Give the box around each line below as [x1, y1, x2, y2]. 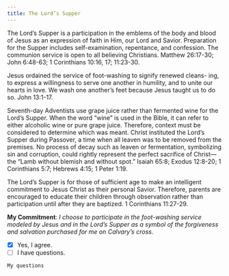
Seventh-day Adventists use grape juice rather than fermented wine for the [7, 106, 219, 114]
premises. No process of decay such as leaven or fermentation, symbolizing [7, 142, 222, 151]
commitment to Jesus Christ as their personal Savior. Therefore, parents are [7, 185, 221, 193]
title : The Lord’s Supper [7, 10, 81, 17]
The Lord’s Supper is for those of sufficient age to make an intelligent [7, 177, 202, 186]
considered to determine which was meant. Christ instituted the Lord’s [7, 128, 205, 136]
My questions [7, 262, 44, 269]
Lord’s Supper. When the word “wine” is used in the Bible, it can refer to [7, 114, 209, 122]
